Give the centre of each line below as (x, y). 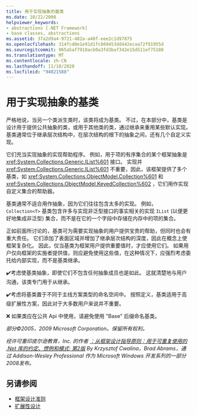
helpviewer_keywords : (33, 22)
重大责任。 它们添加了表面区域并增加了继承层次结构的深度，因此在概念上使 (97, 238)
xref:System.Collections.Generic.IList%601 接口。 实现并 (74, 162)
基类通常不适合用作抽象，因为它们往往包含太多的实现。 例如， (81, 204)
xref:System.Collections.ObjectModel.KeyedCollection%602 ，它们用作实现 (97, 184)
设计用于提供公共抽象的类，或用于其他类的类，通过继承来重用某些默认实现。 (98, 128)
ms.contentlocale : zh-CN (36, 61)
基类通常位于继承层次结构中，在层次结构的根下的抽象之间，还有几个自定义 (96, 135)
